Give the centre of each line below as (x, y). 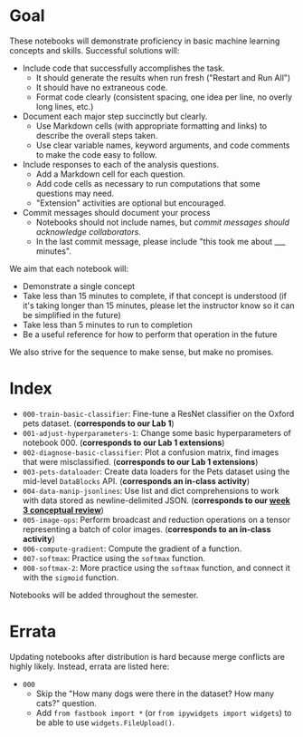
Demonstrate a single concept (79, 286)
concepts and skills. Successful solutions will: (95, 50)
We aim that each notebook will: (69, 268)
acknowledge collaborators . (89, 231)
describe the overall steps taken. (97, 135)
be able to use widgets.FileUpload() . (105, 722)
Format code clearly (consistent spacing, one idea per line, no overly (164, 97)
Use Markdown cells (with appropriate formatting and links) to (151, 126)
